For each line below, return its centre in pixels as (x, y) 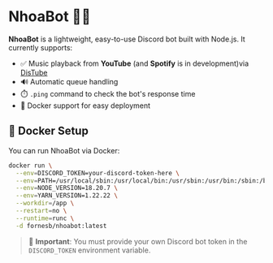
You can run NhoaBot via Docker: (64, 150)
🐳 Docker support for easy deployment (85, 106)
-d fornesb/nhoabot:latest (61, 226)
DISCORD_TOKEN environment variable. (89, 250)
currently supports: (41, 47)
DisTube (34, 72)
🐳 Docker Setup (49, 131)
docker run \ (30, 166)
